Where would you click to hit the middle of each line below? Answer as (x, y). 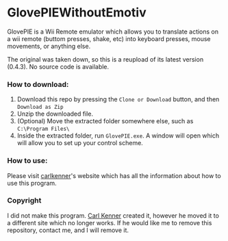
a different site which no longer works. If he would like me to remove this (110, 223)
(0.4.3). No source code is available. (58, 66)
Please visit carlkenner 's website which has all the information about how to (114, 175)
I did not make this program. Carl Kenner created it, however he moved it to (113, 215)
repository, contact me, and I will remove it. (68, 230)
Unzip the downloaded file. (55, 114)
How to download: (38, 84)
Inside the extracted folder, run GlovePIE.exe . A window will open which (118, 136)
